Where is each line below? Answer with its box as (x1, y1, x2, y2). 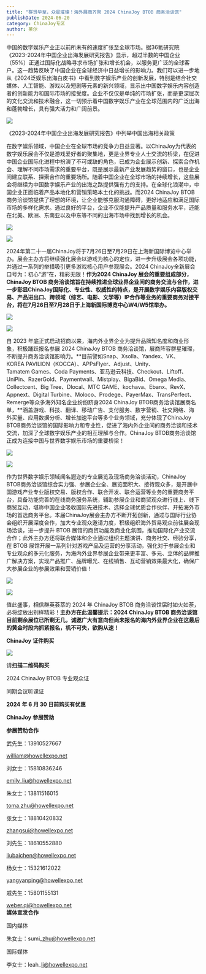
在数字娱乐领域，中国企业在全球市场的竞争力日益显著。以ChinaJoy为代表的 (6, 142, 197, 150)
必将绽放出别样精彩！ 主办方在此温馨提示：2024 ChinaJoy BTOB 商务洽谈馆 (6, 608, 198, 616)
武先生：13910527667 (6, 740, 62, 747)
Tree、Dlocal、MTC (50, 383, 101, 391)
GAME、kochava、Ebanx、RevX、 (101, 383, 189, 391)
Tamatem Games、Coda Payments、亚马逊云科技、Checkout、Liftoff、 (6, 368, 187, 375)
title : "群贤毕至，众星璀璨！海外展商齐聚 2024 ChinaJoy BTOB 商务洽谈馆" (6, 9, 182, 15)
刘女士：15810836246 (6, 765, 63, 772)
